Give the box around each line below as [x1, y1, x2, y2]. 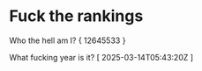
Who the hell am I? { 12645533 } [9, 35, 126, 46]
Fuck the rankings [9, 6, 144, 26]
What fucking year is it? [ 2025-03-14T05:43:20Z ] [9, 52, 194, 62]
